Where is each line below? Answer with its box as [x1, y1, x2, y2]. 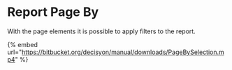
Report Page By [7, 4, 99, 20]
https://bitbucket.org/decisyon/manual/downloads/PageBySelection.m [21, 48, 225, 56]
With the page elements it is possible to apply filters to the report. [7, 27, 196, 35]
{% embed [7, 40, 38, 49]
